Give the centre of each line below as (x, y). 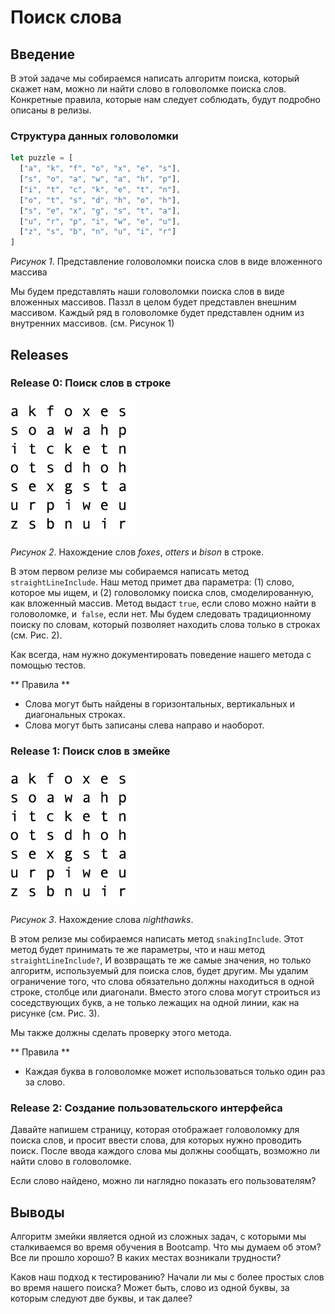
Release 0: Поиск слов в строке (91, 383)
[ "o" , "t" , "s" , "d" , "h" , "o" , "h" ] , (100, 200)
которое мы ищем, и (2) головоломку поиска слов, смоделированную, (162, 592)
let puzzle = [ (42, 158)
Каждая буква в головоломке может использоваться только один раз (175, 1072)
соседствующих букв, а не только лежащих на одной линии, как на (155, 1003)
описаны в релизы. (51, 110)
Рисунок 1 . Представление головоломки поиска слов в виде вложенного (166, 262)
